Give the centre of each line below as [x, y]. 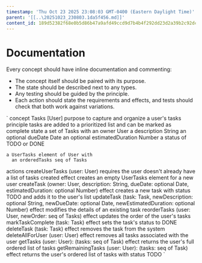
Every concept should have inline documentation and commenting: [89, 69]
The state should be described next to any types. [76, 87]
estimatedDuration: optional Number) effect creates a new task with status [98, 191]
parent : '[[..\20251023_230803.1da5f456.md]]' [66, 17]
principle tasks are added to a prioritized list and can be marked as [89, 125]
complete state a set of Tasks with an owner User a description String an [96, 131]
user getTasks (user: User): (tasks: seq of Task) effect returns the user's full [100, 242]
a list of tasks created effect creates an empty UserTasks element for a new [100, 178]
